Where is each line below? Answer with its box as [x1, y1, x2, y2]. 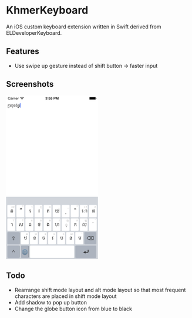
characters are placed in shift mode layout [14, 293, 117, 300]
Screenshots [6, 79, 54, 89]
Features [6, 47, 39, 57]
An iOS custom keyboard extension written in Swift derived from [6, 23, 161, 30]
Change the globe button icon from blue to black [14, 305, 133, 312]
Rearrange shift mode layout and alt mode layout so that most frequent [14, 286, 186, 293]
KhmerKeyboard [6, 4, 89, 17]
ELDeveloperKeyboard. [6, 29, 62, 36]
